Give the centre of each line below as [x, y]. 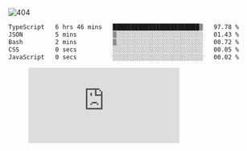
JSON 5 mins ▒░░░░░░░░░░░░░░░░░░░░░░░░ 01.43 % [124, 35]
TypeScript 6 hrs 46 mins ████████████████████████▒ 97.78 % [124, 27]
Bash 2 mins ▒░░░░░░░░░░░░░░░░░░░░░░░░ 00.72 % [124, 42]
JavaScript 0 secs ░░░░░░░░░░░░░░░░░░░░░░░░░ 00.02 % [124, 57]
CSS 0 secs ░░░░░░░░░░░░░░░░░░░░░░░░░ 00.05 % [124, 49]
